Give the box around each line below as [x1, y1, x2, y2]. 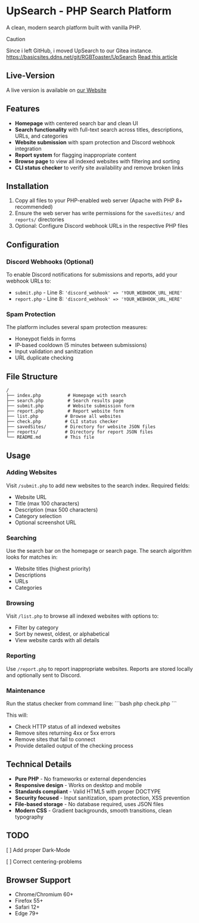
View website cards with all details [14, 637, 99, 644]
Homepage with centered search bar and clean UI [14, 119, 138, 126]
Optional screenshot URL [14, 519, 76, 526]
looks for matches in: [6, 553, 58, 561]
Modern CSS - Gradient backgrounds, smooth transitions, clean [14, 807, 172, 814]
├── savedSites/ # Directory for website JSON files [6, 424, 156, 430]
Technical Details [6, 759, 72, 770]
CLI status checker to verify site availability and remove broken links [14, 164, 184, 171]
